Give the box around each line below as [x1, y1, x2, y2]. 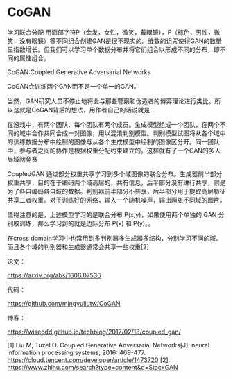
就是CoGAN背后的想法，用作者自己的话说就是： [19, 105, 156, 114]
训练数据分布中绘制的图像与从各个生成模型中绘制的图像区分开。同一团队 [12, 137, 220, 146]
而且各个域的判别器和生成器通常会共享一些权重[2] [7, 242, 149, 250]
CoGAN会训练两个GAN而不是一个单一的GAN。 [7, 82, 140, 90]
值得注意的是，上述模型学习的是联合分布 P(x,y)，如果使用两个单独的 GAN [7, 210, 217, 218]
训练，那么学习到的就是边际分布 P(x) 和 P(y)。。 [19, 219, 155, 227]
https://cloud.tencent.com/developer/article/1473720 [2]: [7, 355, 171, 364]
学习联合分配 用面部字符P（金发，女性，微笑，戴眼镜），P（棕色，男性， [7, 28, 214, 36]
